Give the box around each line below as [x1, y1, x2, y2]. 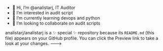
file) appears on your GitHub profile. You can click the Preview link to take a [5, 35, 159, 41]
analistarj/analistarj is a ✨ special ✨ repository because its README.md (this [5, 30, 155, 35]
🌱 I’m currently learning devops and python [12, 15, 100, 21]
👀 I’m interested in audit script [12, 10, 73, 16]
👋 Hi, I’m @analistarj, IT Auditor [12, 5, 75, 10]
